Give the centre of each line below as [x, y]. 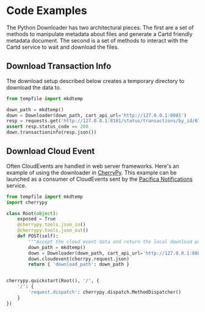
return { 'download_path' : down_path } [79, 264]
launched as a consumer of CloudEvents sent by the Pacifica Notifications [99, 179]
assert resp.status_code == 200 [47, 127]
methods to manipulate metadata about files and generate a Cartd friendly [99, 34]
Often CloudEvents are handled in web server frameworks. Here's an [93, 166]
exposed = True [37, 219]
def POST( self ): [38, 236]
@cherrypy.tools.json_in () [52, 225]
